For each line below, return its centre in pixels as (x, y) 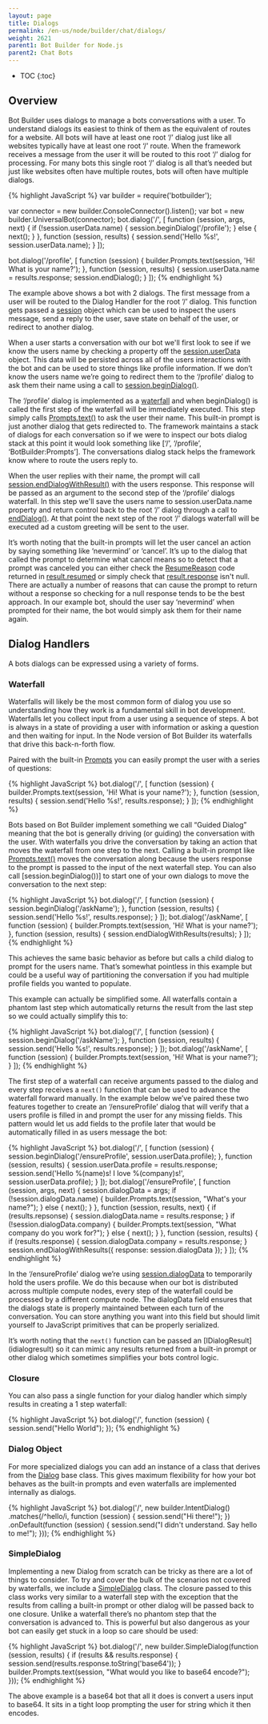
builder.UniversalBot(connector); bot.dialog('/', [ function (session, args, (127, 219)
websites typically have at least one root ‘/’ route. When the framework (125, 146)
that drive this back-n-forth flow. (62, 744)
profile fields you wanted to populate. (70, 983)
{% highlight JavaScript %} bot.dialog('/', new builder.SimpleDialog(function (133, 1646)
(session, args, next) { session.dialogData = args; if (92, 1190)
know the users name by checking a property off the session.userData (124, 351)
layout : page (30, 16)
